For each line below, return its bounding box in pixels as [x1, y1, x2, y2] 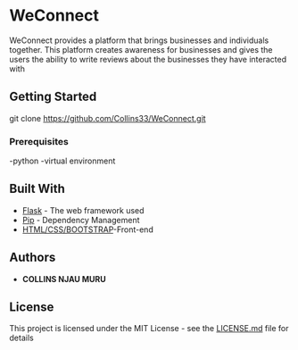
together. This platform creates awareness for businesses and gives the [9, 44, 274, 54]
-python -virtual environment [9, 155, 116, 166]
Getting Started [9, 89, 97, 104]
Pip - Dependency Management [21, 214, 140, 225]
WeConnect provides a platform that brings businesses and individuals [9, 35, 269, 46]
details [9, 332, 34, 344]
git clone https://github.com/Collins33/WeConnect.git [9, 112, 207, 123]
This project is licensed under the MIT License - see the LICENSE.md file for [9, 323, 289, 334]
